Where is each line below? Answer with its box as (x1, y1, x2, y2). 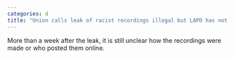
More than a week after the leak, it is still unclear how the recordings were (7, 36, 221, 44)
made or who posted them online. (7, 44, 105, 52)
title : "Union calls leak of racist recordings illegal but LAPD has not (7, 17, 228, 24)
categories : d (7, 10, 49, 18)
